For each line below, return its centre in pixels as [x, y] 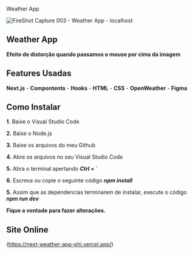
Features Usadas [39, 73]
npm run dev [23, 199]
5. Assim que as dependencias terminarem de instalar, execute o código [96, 192]
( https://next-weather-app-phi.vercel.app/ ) [60, 244]
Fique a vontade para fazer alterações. [56, 211]
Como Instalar [33, 107]
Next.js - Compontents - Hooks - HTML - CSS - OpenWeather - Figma [97, 88]
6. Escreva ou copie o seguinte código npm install [69, 180]
